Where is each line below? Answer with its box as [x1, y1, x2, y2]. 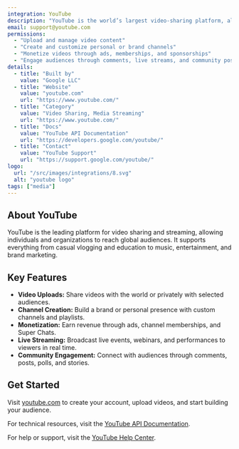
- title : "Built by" [14, 70, 75, 77]
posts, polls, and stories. [17, 358, 90, 367]
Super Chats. [17, 329, 57, 336]
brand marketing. [7, 251, 58, 259]
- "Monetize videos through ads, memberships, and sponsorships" [14, 51, 212, 58]
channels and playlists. [17, 313, 85, 321]
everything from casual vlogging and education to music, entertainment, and [7, 243, 232, 252]
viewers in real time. [17, 344, 77, 351]
